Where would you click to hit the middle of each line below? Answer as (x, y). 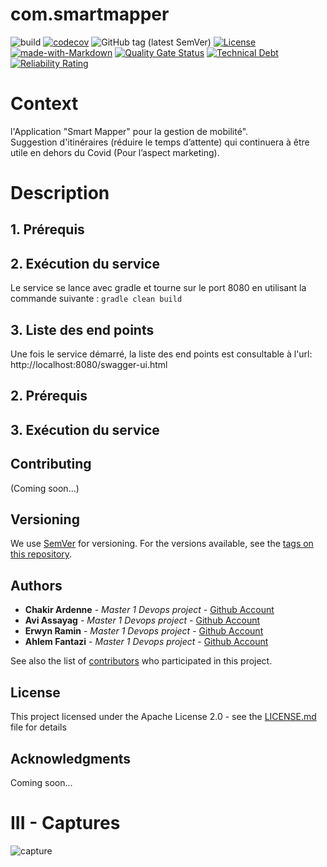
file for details (38, 727)
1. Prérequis (47, 229)
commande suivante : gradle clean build (96, 299)
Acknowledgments (71, 758)
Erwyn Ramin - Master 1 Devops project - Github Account (144, 631)
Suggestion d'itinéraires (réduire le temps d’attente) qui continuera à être (160, 142)
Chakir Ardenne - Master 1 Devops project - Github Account (149, 610)
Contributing (51, 464)
